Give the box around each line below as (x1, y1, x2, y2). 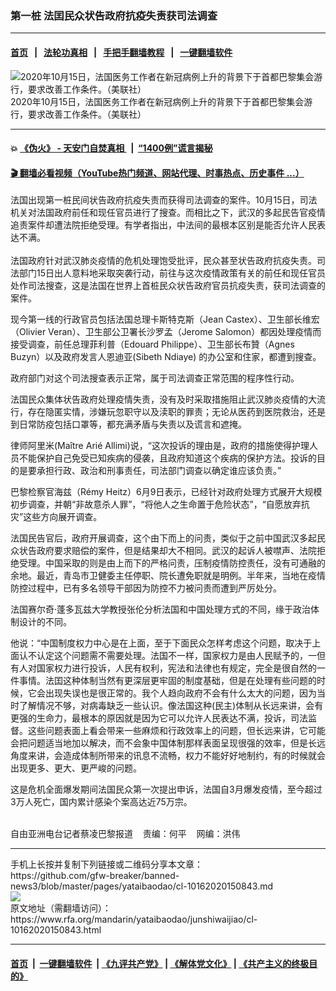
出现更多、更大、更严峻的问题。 (10, 762, 142, 774)
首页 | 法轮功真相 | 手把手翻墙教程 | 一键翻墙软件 (10, 46, 233, 58)
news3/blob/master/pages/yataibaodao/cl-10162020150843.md (10, 880, 274, 892)
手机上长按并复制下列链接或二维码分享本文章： (10, 858, 203, 871)
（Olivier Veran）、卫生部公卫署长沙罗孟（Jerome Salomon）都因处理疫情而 (10, 326, 322, 338)
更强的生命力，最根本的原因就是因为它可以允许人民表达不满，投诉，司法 (10, 712, 308, 724)
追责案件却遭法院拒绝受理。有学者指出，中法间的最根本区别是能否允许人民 (10, 219, 317, 231)
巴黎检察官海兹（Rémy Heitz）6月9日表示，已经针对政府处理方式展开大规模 (10, 486, 323, 498)
